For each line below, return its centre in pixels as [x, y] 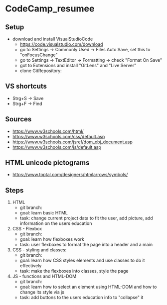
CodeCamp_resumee [50, 9]
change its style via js [42, 292]
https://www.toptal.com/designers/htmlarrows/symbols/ [70, 175]
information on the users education [56, 223]
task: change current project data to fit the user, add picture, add [86, 218]
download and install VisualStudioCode [53, 39]
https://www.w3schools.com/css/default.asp [59, 136]
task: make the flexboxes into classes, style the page [74, 271]
